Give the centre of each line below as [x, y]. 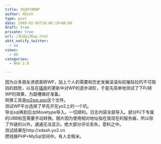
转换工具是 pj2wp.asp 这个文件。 [37, 100]
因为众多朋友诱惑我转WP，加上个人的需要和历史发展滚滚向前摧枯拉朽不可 [78, 82]
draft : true [17, 28]
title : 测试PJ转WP [22, 9]
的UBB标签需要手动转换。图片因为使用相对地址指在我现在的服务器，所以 [77, 118]
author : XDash [19, 14]
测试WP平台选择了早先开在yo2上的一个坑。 [48, 106]
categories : [17, 59]
